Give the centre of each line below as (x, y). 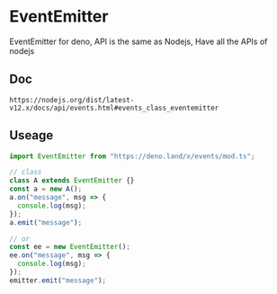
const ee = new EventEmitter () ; (70, 247)
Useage (31, 135)
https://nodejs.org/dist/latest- (72, 100)
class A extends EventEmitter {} (72, 181)
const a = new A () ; (46, 189)
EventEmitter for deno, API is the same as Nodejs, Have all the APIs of (138, 41)
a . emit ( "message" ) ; (46, 222)
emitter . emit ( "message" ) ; (58, 281)
